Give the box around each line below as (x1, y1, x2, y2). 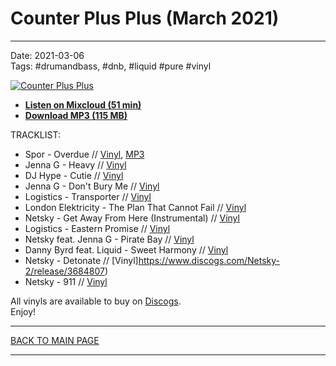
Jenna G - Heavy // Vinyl (24, 158, 127, 171)
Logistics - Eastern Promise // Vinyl (24, 222, 171, 234)
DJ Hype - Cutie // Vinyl (24, 169, 124, 181)
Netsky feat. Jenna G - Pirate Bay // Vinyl (24, 233, 195, 245)
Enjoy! (10, 305, 37, 317)
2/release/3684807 (24, 265, 105, 277)
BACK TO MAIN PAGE (10, 334, 100, 346)
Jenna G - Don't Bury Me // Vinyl (24, 180, 160, 192)
